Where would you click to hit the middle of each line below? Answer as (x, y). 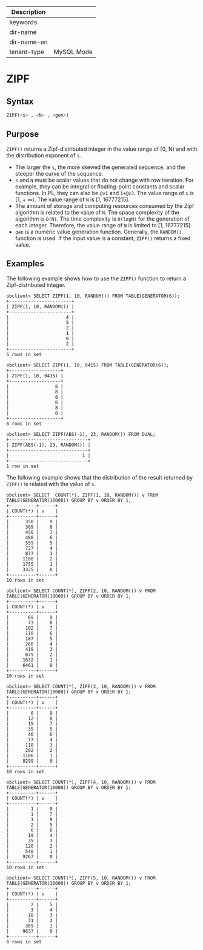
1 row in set (23, 466)
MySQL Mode (73, 52)
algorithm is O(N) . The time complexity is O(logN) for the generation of (102, 219)
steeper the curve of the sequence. (59, 173)
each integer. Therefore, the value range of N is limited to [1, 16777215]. (103, 225)
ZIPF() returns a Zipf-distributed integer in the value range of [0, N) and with (102, 149)
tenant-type (27, 52)
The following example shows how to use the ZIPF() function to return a (96, 278)
